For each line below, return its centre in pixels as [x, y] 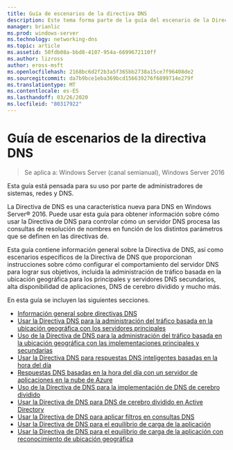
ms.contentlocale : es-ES [43, 91]
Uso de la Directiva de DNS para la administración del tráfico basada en [120, 335]
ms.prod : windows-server [43, 33]
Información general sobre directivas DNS [77, 313]
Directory [31, 409]
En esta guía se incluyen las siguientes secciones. [79, 300]
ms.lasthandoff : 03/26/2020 [48, 98]
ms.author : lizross [35, 59]
